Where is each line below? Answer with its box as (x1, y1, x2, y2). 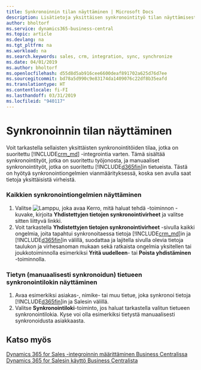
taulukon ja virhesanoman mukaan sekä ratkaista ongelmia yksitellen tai (14, 243, 191, 250)
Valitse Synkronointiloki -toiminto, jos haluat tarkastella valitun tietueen (14, 305, 190, 312)
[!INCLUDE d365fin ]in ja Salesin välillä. (14, 298, 109, 305)
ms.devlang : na (6, 37, 44, 43)
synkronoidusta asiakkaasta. (14, 317, 86, 324)
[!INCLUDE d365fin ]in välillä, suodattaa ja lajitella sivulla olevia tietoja (14, 236, 184, 243)
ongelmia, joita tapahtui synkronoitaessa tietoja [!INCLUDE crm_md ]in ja (14, 229, 191, 237)
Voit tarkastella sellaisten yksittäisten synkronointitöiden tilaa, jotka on (6, 144, 178, 151)
